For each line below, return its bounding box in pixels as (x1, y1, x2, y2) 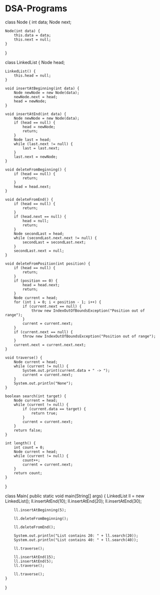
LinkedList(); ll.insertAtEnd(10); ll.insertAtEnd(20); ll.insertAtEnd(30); (5, 498, 142, 504)
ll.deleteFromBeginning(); (14, 516, 69, 521)
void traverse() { (5, 355, 42, 360)
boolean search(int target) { (5, 394, 67, 399)
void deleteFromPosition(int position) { (5, 261, 91, 266)
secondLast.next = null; (14, 248, 64, 253)
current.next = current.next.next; (14, 342, 86, 347)
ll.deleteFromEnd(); (14, 525, 56, 530)
